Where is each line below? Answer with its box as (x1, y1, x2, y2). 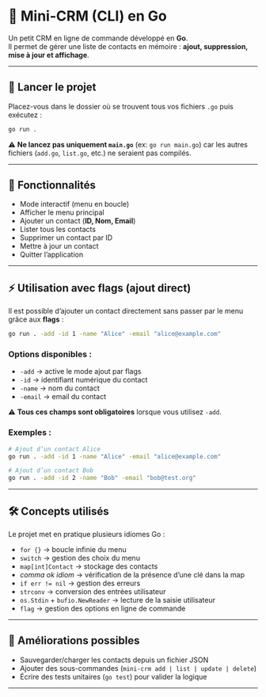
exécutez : (8, 110, 42, 120)
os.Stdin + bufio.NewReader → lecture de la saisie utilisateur (19, 596, 216, 605)
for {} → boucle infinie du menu (19, 545, 127, 554)
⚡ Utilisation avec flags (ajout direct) (8, 281, 192, 295)
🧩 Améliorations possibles (8, 634, 140, 648)
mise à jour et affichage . (8, 50, 89, 59)
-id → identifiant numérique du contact (19, 375, 148, 385)
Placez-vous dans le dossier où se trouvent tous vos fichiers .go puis (8, 101, 234, 111)
